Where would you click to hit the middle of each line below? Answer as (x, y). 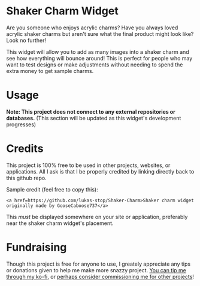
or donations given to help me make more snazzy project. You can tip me (96, 270)
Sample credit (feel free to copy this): (52, 189)
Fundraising (37, 247)
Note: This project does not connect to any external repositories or (91, 111)
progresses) (21, 124)
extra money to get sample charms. (50, 71)
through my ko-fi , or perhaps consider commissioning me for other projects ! (100, 276)
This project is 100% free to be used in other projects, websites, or (88, 165)
